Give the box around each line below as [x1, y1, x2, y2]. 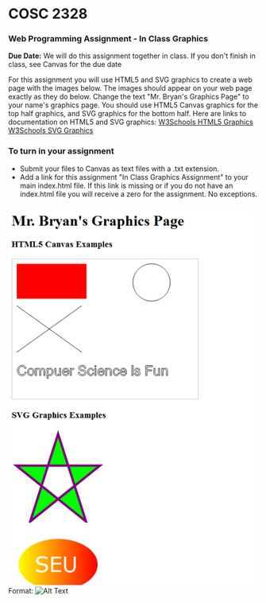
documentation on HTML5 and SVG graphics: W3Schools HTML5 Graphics [8, 117, 254, 127]
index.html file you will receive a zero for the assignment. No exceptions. [19, 189, 258, 199]
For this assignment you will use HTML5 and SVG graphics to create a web [8, 75, 253, 84]
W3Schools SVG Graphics [8, 126, 94, 135]
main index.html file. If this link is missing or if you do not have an [19, 181, 233, 190]
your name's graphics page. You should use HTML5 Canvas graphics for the [8, 100, 259, 110]
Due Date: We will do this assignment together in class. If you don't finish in [8, 51, 256, 60]
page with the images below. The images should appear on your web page [8, 84, 253, 93]
